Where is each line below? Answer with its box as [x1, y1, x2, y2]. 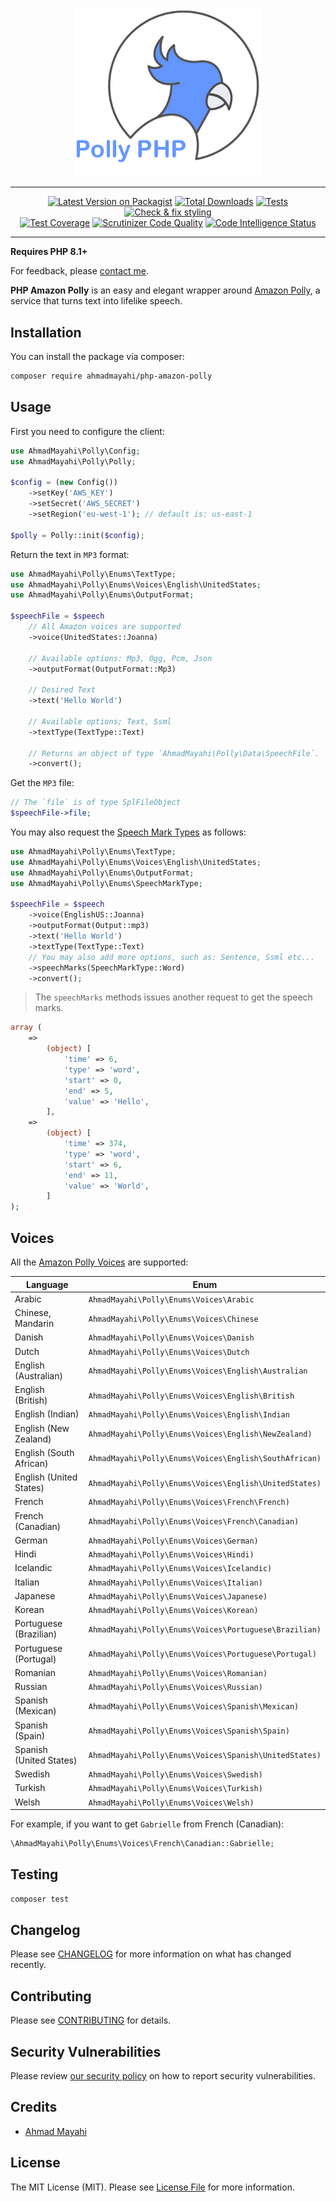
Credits [10, 2099, 58, 2116]
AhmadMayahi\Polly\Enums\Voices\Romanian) [88, 1668, 268, 1678]
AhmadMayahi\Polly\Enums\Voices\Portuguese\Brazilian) [88, 1624, 322, 1635]
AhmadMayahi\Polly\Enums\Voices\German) [88, 1536, 259, 1546]
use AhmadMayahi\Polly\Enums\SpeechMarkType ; [10, 878, 203, 888]
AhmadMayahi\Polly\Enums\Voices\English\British [88, 1391, 295, 1401]
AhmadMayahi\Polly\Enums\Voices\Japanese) [88, 1591, 268, 1602]
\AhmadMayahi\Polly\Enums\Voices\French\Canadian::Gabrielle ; [10, 1839, 275, 1849]
